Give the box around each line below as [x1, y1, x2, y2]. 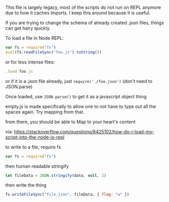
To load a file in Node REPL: [5, 35, 64, 41]
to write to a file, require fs [5, 144, 61, 150]
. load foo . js [5, 69, 33, 74]
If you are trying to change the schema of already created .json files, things [5, 20, 164, 26]
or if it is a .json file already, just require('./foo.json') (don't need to [5, 78, 153, 84]
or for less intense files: [5, 59, 55, 65]
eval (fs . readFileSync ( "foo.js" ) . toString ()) [5, 50, 102, 55]
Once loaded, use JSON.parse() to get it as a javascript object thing [5, 93, 147, 99]
